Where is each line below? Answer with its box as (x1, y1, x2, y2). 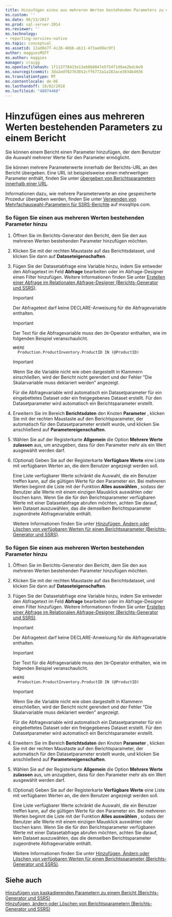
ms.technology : (5, 31, 38, 36)
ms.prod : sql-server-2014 (5, 21, 60, 27)
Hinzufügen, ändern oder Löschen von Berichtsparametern (5, 900, 130, 906)
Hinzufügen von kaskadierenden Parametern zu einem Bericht (5, 889, 137, 896)
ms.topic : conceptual (5, 41, 52, 46)
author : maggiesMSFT (5, 50, 50, 55)
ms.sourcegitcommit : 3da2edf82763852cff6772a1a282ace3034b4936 (5, 70, 143, 75)
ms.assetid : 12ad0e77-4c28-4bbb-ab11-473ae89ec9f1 (5, 46, 116, 51)
